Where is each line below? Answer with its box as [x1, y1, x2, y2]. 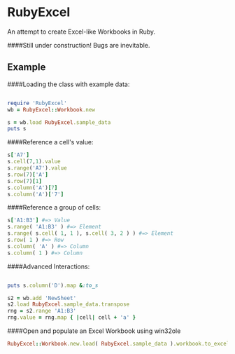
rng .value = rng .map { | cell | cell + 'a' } [7, 314, 136, 321]
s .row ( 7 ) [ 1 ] [7, 177, 42, 184]
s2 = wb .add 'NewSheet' [7, 294, 77, 301]
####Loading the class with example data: [7, 80, 130, 88]
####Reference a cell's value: [7, 138, 94, 147]
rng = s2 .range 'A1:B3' [7, 308, 77, 315]
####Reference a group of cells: [7, 203, 101, 212]
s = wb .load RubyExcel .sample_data [7, 118, 111, 126]
